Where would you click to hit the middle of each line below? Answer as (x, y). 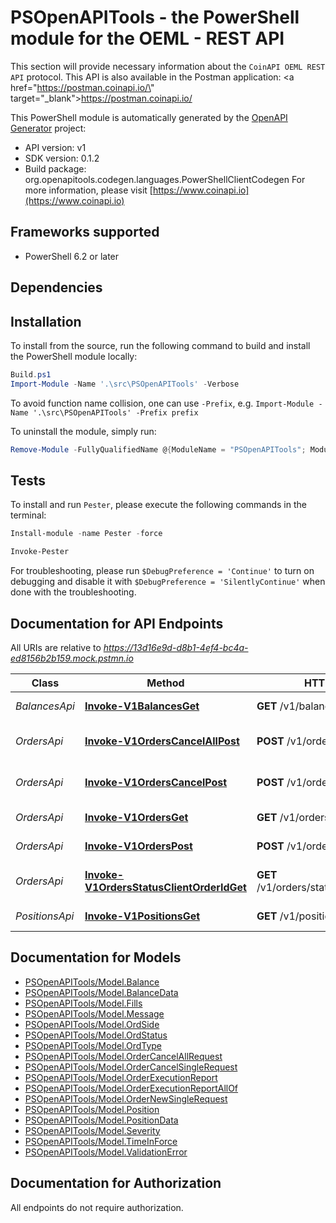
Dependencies (56, 287)
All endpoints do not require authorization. (97, 1207)
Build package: (55, 168)
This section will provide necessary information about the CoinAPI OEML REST (168, 66)
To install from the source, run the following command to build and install (160, 345)
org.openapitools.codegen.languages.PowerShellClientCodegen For (165, 179)
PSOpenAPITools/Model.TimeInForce (101, 1141)
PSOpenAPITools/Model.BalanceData (101, 992)
